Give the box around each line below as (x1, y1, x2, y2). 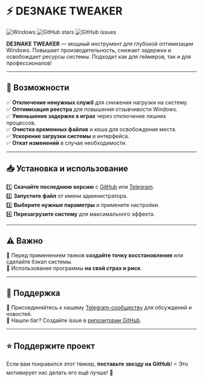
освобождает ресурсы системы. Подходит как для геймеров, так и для (6, 53, 192, 60)
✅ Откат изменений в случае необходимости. (6, 139, 127, 147)
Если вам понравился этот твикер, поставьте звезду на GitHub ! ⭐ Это (6, 360, 188, 367)
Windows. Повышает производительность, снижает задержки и (6, 46, 172, 54)
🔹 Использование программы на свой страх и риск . (6, 265, 142, 272)
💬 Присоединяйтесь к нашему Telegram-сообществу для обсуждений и (6, 304, 192, 311)
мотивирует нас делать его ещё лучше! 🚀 (6, 369, 114, 376)
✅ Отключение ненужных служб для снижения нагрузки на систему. (6, 99, 188, 106)
